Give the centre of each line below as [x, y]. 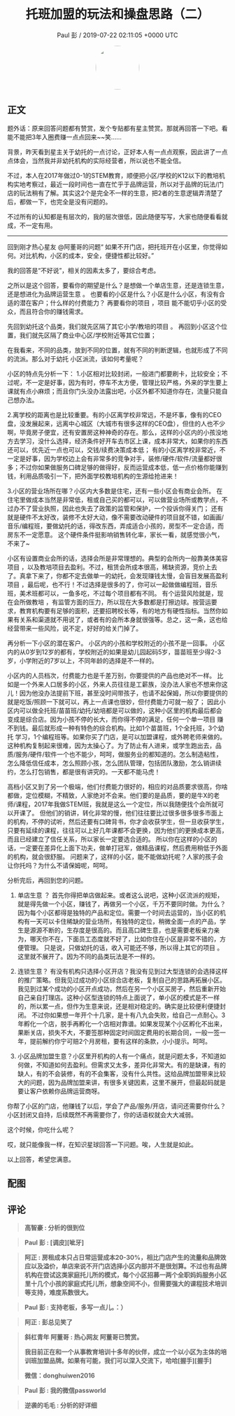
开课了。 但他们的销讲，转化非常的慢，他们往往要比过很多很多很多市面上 [118, 813]
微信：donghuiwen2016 [60, 1375]
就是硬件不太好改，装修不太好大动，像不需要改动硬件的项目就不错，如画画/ [116, 517]
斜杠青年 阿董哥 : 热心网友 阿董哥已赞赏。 [84, 1337]
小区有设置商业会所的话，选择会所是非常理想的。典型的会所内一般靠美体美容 [117, 558]
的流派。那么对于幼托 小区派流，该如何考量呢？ [76, 358]
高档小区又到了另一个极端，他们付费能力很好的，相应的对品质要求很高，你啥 [117, 786]
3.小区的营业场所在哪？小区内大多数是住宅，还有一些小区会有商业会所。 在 [115, 491]
